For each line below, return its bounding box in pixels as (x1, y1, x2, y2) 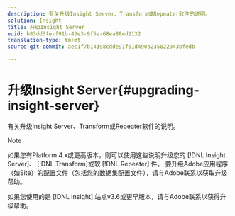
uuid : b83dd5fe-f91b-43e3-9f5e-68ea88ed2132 (7, 30, 141, 38)
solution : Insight (7, 17, 62, 24)
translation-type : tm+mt (7, 37, 81, 44)
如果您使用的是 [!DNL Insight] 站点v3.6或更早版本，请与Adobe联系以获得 (7, 192, 220, 200)
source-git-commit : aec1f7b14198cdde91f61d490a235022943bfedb (7, 43, 195, 50)
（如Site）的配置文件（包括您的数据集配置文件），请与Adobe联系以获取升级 (7, 168, 228, 177)
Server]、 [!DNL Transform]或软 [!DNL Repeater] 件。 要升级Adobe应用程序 (7, 159, 229, 168)
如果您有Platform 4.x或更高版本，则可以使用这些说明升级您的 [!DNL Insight (7, 150, 226, 159)
